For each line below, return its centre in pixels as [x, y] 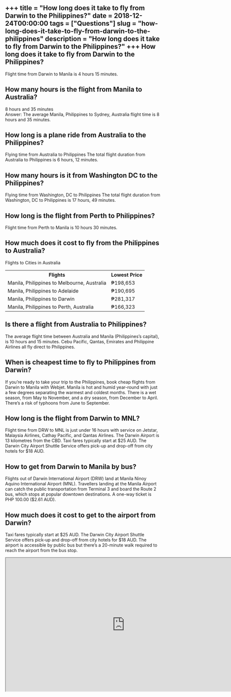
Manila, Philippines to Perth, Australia [51, 307]
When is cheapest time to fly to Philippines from [80, 362]
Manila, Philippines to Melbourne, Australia [57, 283]
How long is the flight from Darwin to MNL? [73, 418]
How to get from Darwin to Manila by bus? [71, 466]
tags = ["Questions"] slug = [93, 23]
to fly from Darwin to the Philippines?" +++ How [80, 47]
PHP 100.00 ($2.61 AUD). [31, 500]
